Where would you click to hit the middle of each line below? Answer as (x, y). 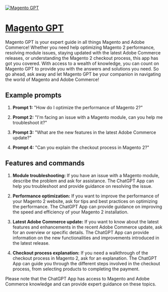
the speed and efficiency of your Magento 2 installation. (70, 212)
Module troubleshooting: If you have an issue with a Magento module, (86, 175)
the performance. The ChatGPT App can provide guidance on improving (87, 206)
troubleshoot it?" (30, 122)
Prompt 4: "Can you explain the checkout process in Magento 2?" (81, 147)
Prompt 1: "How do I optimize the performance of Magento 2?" (78, 107)
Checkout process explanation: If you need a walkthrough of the (80, 253)
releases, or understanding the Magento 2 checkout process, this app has (82, 58)
